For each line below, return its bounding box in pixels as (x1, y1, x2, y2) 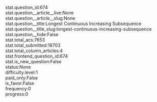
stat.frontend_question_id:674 (5, 53, 68, 59)
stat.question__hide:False (5, 32, 59, 37)
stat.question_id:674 (5, 5, 48, 10)
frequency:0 (5, 86, 32, 91)
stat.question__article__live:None (5, 10, 74, 16)
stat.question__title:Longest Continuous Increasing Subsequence (5, 20, 142, 27)
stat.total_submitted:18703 (5, 42, 61, 48)
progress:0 (5, 91, 29, 97)
